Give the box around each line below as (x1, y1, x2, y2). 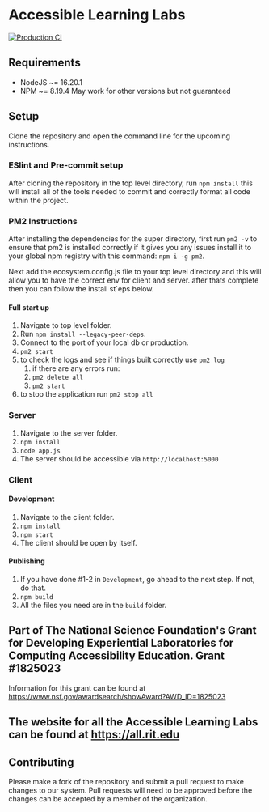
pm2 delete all (32, 374, 83, 382)
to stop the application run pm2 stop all (19, 389, 153, 399)
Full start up (8, 302, 50, 312)
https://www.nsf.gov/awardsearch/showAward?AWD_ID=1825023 (8, 691, 226, 701)
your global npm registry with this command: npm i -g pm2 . (8, 251, 204, 261)
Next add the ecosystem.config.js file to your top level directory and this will (8, 267, 262, 277)
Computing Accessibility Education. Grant (8, 649, 225, 663)
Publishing (8, 556, 46, 566)
